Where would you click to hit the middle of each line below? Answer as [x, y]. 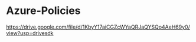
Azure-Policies [43, 11]
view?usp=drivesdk [30, 33]
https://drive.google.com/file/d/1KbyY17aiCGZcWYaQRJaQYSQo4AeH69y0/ [98, 27]
